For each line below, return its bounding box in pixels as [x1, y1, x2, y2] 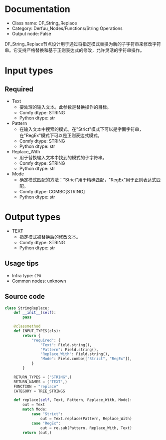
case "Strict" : [31, 412, 63, 417]
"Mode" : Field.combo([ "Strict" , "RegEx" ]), [40, 356, 133, 362]
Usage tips [4, 259, 39, 268]
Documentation [4, 3, 71, 15]
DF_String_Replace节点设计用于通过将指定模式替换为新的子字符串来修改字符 [4, 41, 162, 47]
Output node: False [11, 30, 51, 36]
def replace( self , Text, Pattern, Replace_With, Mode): [13, 398, 133, 403]
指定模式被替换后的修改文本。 [19, 234, 81, 240]
